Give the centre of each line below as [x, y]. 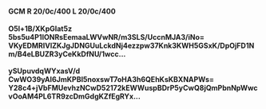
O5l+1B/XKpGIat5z [40, 29]
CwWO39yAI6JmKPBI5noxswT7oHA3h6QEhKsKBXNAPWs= [111, 80]
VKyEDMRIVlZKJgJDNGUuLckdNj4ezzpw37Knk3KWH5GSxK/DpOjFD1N [131, 46]
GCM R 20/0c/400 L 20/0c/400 [62, 11]
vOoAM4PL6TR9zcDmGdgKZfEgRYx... [75, 96]
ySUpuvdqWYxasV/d [44, 71]
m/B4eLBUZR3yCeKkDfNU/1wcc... [67, 54]
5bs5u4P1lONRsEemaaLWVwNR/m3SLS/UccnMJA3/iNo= [107, 37]
